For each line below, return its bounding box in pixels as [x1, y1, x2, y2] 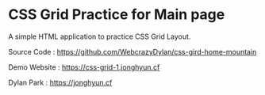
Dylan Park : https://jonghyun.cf [8, 78, 113, 87]
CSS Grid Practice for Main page [8, 6, 225, 24]
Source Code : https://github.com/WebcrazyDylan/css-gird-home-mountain [8, 47, 257, 56]
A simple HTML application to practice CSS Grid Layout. [8, 32, 191, 41]
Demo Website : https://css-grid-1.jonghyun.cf [8, 62, 160, 72]
